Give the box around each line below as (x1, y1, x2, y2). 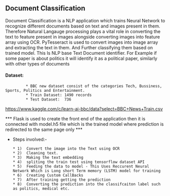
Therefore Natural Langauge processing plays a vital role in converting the (5, 28, 161, 35)
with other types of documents (5, 60, 70, 67)
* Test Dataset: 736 (25, 97, 72, 102)
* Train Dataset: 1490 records (25, 92, 92, 98)
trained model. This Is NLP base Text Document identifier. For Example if (5, 50, 157, 56)
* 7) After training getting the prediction (12, 177, 111, 182)
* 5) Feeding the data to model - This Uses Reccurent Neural (12, 164, 150, 169)
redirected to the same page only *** (5, 126, 83, 133)
